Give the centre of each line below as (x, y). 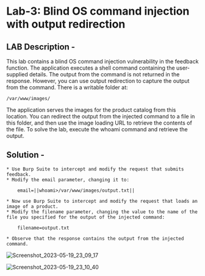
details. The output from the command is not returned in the (105, 74)
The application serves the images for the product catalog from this (91, 110)
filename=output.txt (43, 228)
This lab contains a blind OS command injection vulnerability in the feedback (103, 61)
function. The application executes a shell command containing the (91, 68)
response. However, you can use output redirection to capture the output (98, 81)
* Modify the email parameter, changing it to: (68, 180)
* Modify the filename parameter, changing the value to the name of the (102, 212)
